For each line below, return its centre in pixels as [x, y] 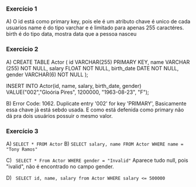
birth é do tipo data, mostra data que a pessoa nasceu [71, 34]
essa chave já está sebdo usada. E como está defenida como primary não [95, 110]
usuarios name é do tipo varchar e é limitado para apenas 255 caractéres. [95, 28]
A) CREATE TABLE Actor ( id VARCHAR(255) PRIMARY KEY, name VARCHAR [98, 62]
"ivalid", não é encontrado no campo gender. [60, 166]
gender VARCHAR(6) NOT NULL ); [47, 74]
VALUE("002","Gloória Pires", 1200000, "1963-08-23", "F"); [78, 92]
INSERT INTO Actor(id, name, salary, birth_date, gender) [74, 86]
